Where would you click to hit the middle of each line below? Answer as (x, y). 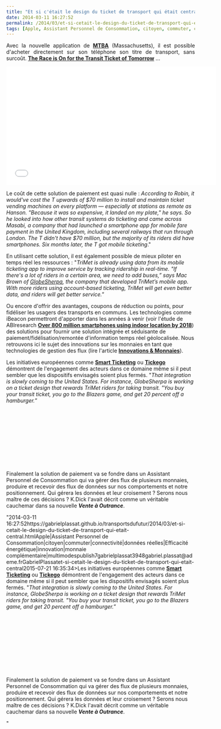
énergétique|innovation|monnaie (46, 549)
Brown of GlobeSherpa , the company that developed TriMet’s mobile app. (97, 282)
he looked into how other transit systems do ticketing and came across (94, 219)
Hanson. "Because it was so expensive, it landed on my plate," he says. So (99, 213)
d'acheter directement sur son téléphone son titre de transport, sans (101, 52)
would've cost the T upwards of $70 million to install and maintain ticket (95, 200)
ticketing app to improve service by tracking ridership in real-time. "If (92, 269)
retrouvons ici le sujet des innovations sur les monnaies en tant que (89, 344)
